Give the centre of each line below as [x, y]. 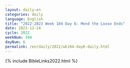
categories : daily [24, 14]
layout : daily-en [23, 10]
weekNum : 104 [19, 38]
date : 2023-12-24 [23, 28]
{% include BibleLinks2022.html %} [41, 61]
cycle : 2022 [17, 33]
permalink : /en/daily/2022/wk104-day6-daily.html [58, 47]
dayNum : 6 [15, 42]
